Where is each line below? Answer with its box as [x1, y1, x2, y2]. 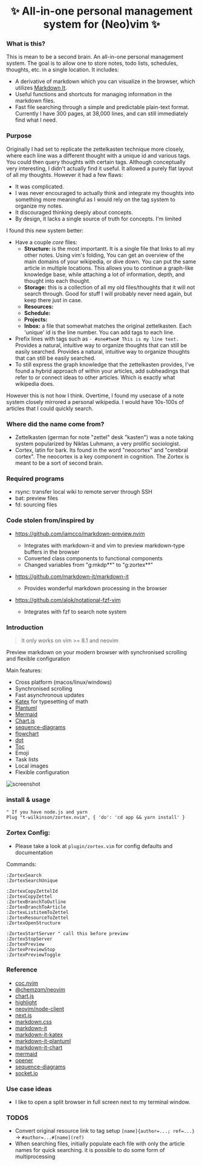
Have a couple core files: [15, 238, 77, 246]
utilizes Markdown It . [15, 84, 68, 91]
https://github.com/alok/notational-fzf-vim [15, 596, 121, 603]
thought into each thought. [24, 277, 91, 284]
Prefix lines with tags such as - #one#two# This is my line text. [15, 335, 180, 342]
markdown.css [15, 1018, 53, 1025]
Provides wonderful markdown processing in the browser [24, 585, 168, 592]
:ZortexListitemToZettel [6, 909, 69, 915]
